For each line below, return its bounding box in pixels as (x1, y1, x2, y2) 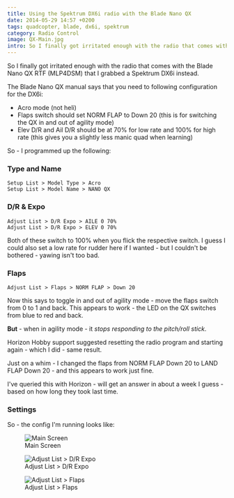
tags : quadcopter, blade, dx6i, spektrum (7, 23, 130, 30)
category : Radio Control (7, 29, 79, 37)
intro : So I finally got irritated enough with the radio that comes (7, 42, 214, 49)
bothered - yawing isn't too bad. (7, 251, 100, 259)
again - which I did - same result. (7, 345, 102, 354)
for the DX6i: (7, 90, 44, 98)
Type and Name (7, 164, 62, 173)
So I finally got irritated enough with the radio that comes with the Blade (7, 62, 214, 70)
